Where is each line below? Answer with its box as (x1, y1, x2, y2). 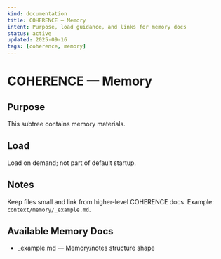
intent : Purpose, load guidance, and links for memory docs (7, 23, 187, 30)
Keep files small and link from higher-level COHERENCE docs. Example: (7, 197, 214, 206)
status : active (7, 29, 52, 37)
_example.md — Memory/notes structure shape (17, 244, 156, 253)
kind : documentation (7, 10, 68, 18)
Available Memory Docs (7, 225, 114, 237)
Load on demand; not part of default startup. (7, 159, 137, 167)
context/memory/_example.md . (7, 205, 91, 213)
